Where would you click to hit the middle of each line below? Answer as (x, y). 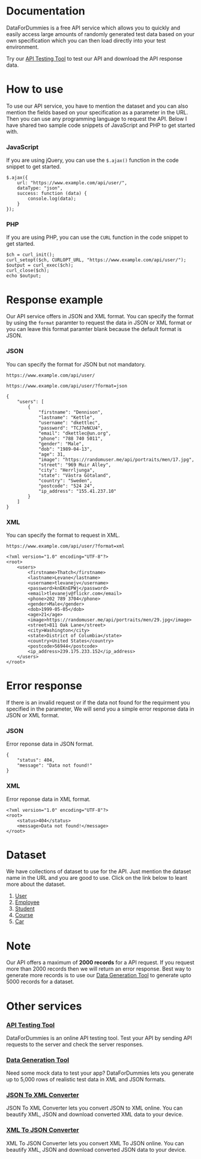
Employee (27, 902)
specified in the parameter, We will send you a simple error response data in (100, 709)
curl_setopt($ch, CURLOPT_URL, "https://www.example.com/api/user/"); (96, 260)
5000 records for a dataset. (40, 981)
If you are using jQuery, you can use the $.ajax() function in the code (92, 160)
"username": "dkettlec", (69, 422)
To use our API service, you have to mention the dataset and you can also (97, 106)
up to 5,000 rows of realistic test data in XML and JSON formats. (86, 1080)
